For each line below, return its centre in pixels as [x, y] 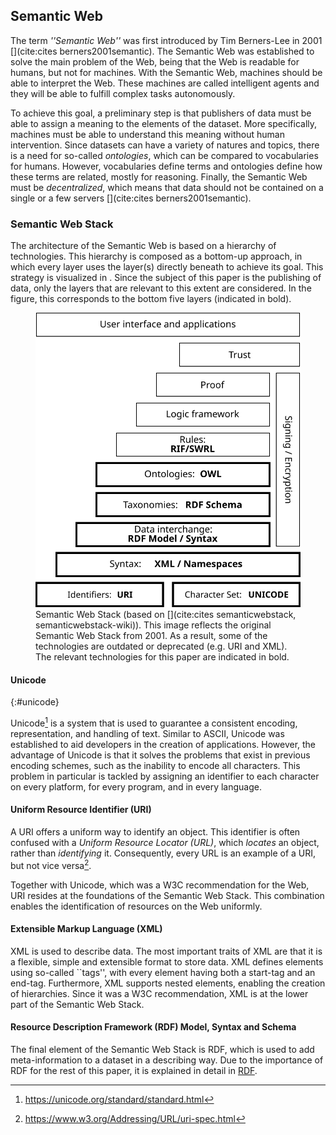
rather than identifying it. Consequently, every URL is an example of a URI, [163, 853]
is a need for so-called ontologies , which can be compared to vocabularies [164, 155]
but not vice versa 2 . [51, 864]
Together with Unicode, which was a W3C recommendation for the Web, [160, 885]
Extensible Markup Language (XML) [86, 929]
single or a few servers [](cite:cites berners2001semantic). [131, 198]
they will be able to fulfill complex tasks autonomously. [123, 93]
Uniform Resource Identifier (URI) [81, 810]
